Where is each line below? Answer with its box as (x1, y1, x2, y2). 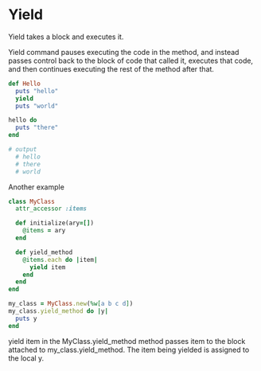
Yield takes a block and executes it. (8, 32, 124, 41)
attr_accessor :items (15, 205, 88, 213)
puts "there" (15, 123, 59, 132)
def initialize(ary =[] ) (15, 219, 94, 228)
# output (8, 146, 37, 154)
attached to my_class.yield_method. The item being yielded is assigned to (8, 345, 250, 354)
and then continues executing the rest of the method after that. (8, 64, 215, 73)
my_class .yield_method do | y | (8, 307, 109, 315)
